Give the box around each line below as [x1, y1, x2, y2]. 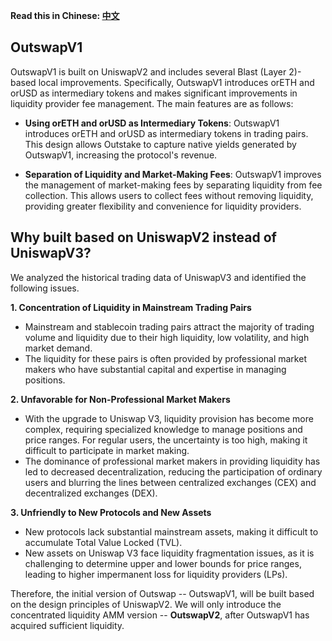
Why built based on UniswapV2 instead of [10, 229, 277, 246]
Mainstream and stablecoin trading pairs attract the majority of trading [24, 320, 315, 333]
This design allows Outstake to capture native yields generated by [24, 138, 297, 150]
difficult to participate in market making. [24, 444, 190, 456]
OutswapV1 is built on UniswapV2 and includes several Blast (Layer [10, 65, 287, 78]
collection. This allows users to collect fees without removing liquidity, [24, 189, 314, 201]
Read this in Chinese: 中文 [10, 10, 120, 21]
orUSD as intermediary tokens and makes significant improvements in [10, 87, 298, 99]
